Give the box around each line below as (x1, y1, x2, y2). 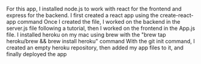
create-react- (160, 12, 194, 19)
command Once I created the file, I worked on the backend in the (17, 18, 181, 25)
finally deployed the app (6, 51, 67, 57)
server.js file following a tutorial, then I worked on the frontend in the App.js (6, 24, 196, 32)
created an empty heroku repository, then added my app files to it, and (6, 44, 184, 51)
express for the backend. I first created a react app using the (6, 12, 159, 19)
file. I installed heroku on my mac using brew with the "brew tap (6, 31, 166, 38)
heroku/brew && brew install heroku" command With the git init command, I (6, 38, 195, 44)
